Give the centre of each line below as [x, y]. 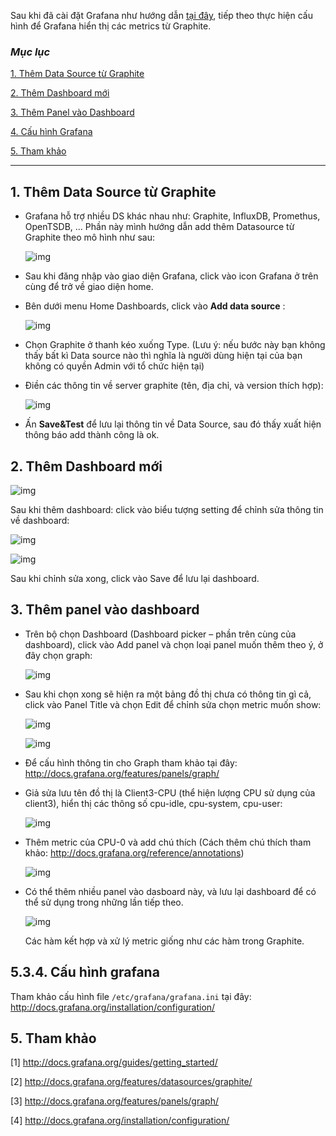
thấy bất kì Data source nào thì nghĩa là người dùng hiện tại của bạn [163, 356]
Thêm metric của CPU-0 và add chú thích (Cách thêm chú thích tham [168, 842]
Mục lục [30, 52]
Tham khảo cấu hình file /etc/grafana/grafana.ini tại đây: [131, 996]
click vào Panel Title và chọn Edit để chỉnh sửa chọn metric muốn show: [173, 704]
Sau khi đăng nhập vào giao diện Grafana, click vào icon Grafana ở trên [171, 276]
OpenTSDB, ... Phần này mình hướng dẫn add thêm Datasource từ [159, 227]
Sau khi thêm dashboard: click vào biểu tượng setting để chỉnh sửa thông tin [167, 509]
